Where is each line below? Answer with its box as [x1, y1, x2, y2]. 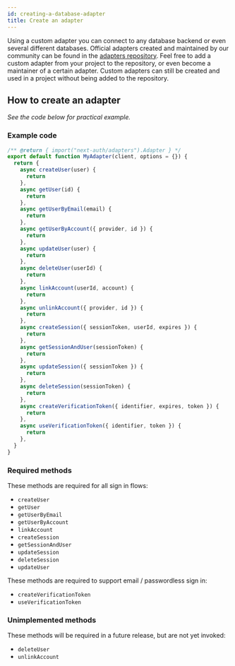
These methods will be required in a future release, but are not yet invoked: [7, 631, 226, 640]
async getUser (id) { [20, 186, 80, 193]
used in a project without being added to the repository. [7, 73, 169, 82]
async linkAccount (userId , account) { [20, 284, 134, 292]
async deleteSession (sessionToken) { [20, 383, 131, 391]
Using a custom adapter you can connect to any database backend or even [7, 36, 227, 44]
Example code [7, 131, 57, 141]
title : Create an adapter [7, 17, 83, 24]
